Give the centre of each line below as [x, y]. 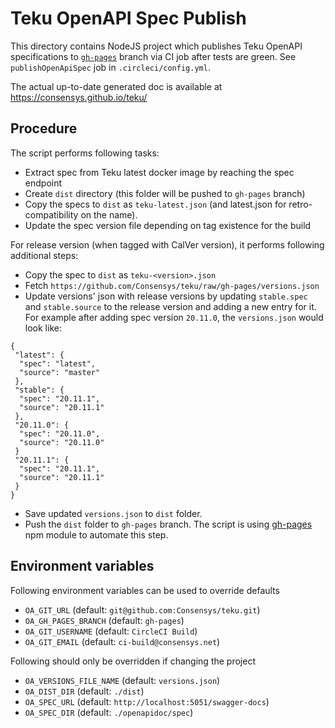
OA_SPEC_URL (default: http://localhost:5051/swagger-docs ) [147, 701]
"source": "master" [60, 372]
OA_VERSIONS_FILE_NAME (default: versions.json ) [122, 680]
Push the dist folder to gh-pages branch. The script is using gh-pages [168, 524]
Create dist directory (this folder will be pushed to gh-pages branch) [165, 193]
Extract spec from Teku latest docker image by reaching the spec [159, 172]
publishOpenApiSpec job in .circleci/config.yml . [110, 67]
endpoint [43, 183]
